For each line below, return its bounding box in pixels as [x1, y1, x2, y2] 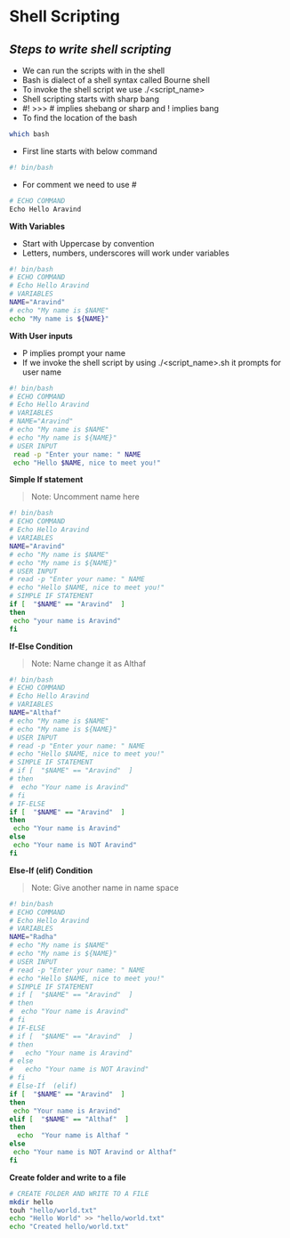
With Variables [9, 221, 65, 231]
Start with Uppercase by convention [21, 238, 155, 248]
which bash [9, 130, 50, 139]
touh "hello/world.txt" [9, 1206, 98, 1215]
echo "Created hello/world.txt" [9, 1222, 129, 1232]
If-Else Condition [9, 641, 74, 651]
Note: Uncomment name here [30, 491, 141, 502]
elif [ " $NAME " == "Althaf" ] [9, 1114, 129, 1123]
